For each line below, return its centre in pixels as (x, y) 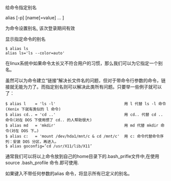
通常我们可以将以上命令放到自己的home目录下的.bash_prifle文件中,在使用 (82, 156)
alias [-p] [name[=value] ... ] (35, 18)
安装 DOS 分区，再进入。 (35, 142)
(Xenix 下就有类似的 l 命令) (33, 109)
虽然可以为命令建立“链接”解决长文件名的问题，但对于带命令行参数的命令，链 (86, 80)
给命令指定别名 (21, 7)
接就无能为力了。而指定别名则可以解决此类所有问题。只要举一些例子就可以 (83, 87)
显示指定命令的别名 (26, 39)
